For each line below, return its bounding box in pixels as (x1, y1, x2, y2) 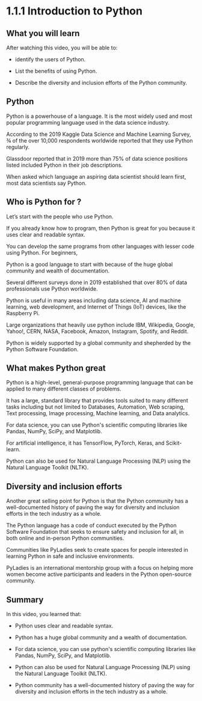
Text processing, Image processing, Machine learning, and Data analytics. (6, 410, 190, 417)
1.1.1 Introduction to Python (6, 4, 143, 18)
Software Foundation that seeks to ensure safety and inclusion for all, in (6, 528, 184, 536)
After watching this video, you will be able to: (6, 44, 118, 51)
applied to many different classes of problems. (6, 385, 121, 392)
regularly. (6, 143, 30, 150)
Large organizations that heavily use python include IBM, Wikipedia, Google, (6, 321, 195, 329)
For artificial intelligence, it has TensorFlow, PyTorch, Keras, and (6, 439, 165, 446)
